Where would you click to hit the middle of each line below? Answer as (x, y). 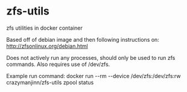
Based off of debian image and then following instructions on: (83, 39)
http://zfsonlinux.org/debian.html (47, 46)
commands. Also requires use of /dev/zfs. (58, 64)
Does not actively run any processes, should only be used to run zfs (91, 57)
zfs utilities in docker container (44, 28)
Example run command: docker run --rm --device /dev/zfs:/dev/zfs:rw (93, 76)
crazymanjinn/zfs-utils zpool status (50, 82)
